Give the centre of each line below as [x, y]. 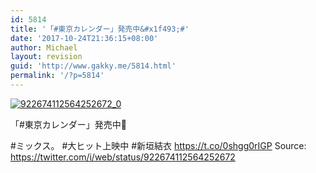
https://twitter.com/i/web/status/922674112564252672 [123, 157]
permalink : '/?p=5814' [57, 76]
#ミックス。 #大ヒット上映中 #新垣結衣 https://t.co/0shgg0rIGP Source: [158, 145]
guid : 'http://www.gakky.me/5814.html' [93, 66]
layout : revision [46, 57]
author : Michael [44, 47]
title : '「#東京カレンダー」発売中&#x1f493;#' [100, 29]
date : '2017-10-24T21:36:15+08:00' [84, 38]
